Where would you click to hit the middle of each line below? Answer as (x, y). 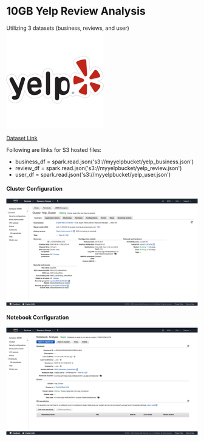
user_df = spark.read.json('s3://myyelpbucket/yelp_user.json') (93, 174)
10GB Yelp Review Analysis (76, 11)
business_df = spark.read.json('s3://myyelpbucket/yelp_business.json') (104, 162)
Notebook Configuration (38, 318)
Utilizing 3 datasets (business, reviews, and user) (68, 28)
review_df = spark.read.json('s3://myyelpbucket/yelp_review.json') (98, 168)
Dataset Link (22, 138)
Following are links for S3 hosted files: (54, 149)
